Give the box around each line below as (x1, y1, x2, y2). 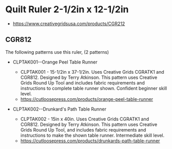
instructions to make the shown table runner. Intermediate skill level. (20, 132, 165, 138)
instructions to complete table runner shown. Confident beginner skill (20, 85, 167, 91)
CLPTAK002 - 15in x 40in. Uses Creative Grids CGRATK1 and (20, 116, 149, 122)
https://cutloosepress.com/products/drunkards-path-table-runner (20, 137, 160, 144)
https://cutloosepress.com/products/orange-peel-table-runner (20, 96, 154, 102)
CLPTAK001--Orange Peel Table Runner (12, 59, 98, 65)
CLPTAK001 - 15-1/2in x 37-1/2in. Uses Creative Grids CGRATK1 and (20, 69, 164, 75)
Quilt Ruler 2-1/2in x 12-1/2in (5, 4, 129, 15)
